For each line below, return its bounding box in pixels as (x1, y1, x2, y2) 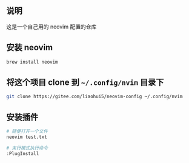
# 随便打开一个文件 (6, 128, 48, 135)
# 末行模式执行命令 (6, 145, 48, 151)
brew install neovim (6, 59, 59, 65)
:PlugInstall (6, 150, 39, 156)
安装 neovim (6, 42, 53, 53)
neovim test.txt (6, 134, 47, 140)
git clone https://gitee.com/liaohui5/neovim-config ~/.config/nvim (6, 93, 183, 100)
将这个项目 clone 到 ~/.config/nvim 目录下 (6, 77, 164, 87)
